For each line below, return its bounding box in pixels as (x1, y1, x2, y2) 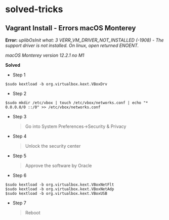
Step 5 (12, 153, 27, 159)
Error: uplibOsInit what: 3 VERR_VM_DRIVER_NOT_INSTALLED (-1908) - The (5, 37, 164, 43)
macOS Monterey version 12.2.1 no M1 (5, 52, 85, 58)
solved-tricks (5, 4, 63, 15)
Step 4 (12, 133, 27, 139)
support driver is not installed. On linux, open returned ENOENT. (5, 42, 139, 49)
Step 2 (12, 91, 27, 97)
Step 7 (12, 200, 26, 206)
